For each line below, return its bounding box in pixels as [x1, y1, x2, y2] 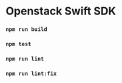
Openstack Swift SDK [5, 4, 117, 18]
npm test [5, 41, 32, 48]
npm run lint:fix [5, 70, 57, 77]
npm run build [5, 26, 47, 33]
